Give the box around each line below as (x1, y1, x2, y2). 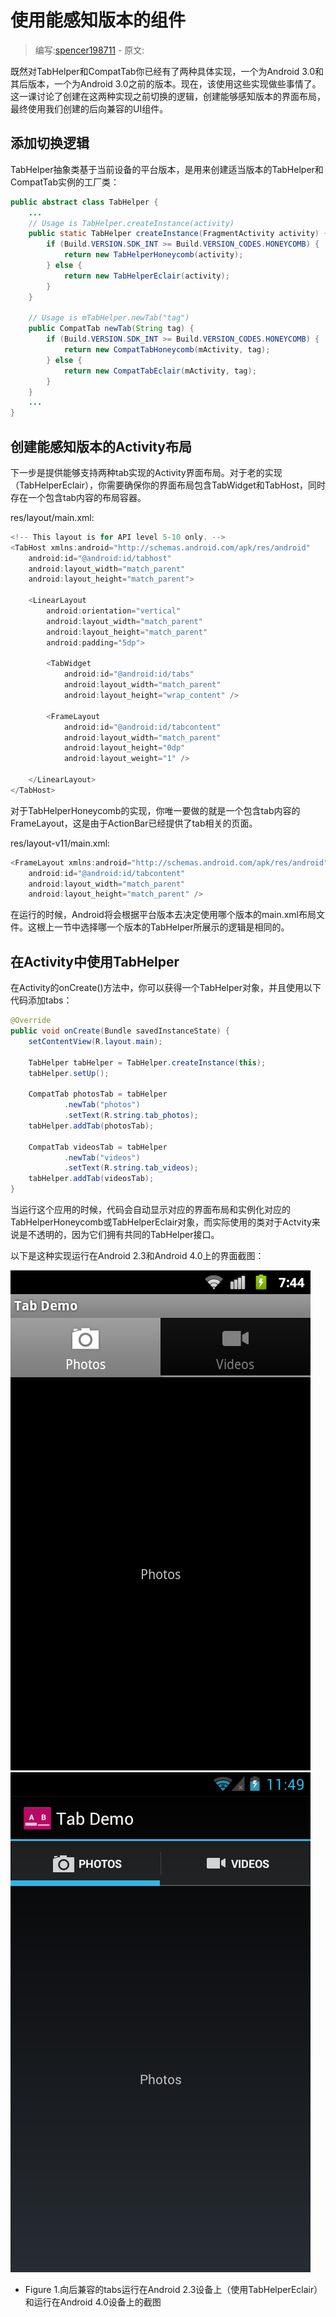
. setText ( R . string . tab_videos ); (63, 1163, 199, 1173)
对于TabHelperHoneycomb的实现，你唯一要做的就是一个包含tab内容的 (10, 804, 301, 816)
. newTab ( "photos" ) (63, 1100, 141, 1110)
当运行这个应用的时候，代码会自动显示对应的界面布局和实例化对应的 (10, 1204, 291, 1215)
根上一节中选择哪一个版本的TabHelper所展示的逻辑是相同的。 (36, 921, 290, 933)
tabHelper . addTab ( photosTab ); (28, 1121, 155, 1131)
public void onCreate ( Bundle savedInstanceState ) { (10, 1026, 230, 1036)
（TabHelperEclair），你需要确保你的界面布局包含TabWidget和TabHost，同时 (10, 479, 326, 491)
